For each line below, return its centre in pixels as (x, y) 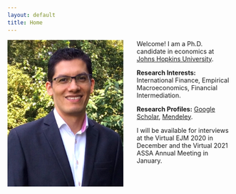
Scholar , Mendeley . (165, 117)
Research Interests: (166, 72)
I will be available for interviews (183, 130)
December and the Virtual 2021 (182, 145)
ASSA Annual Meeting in (173, 153)
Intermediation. (159, 95)
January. (149, 161)
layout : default (31, 15)
